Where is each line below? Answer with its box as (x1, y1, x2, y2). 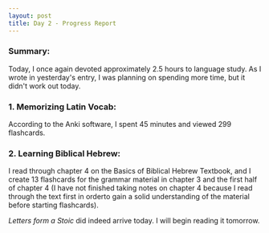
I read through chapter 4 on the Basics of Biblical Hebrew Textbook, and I (8, 166, 251, 176)
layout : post (8, 11, 52, 20)
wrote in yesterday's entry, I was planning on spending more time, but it (8, 72, 246, 82)
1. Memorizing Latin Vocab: (8, 101, 116, 112)
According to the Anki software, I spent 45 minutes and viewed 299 (8, 120, 231, 129)
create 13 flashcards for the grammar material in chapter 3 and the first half (8, 174, 258, 185)
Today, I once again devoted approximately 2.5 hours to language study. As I (8, 63, 262, 73)
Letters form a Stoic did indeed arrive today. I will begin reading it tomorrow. (8, 216, 260, 226)
